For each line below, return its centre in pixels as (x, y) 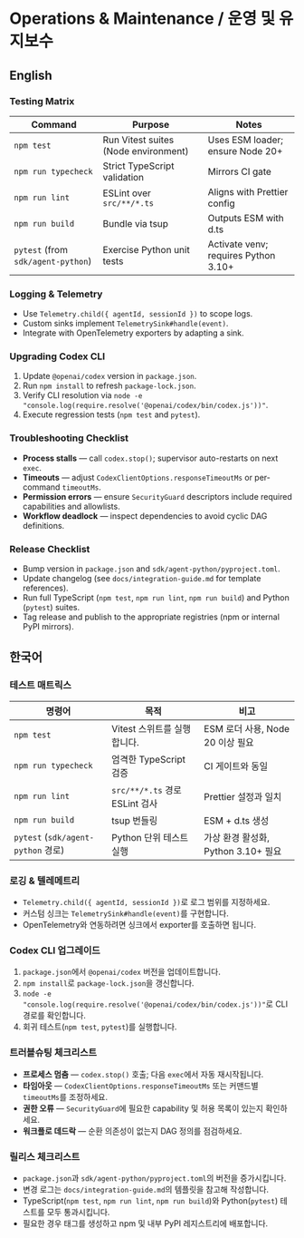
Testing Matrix (42, 101)
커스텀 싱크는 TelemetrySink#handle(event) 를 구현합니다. (125, 913)
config (221, 203)
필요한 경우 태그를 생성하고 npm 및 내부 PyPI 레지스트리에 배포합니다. (145, 1223)
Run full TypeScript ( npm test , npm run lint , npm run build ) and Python (156, 598)
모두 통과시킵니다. (78, 1212)
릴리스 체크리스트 (45, 1156)
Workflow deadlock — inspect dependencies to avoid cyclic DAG (145, 516)
